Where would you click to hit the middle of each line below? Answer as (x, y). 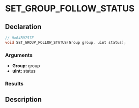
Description (23, 99)
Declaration (23, 27)
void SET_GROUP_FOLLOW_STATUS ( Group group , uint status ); (66, 42)
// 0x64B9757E (20, 38)
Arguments (19, 55)
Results (14, 83)
